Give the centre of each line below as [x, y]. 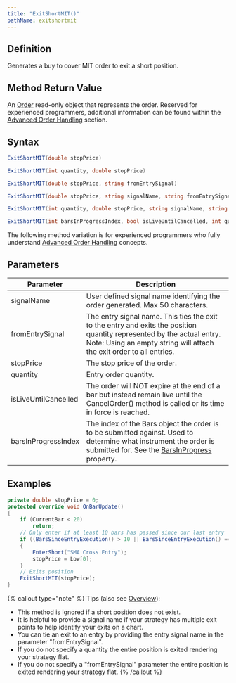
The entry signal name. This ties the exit [152, 316]
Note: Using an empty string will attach [150, 343]
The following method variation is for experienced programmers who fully [114, 235]
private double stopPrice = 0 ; [53, 500]
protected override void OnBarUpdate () [66, 506]
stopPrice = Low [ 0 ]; [63, 559]
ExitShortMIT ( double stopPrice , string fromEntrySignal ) [92, 184]
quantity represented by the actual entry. [153, 334]
